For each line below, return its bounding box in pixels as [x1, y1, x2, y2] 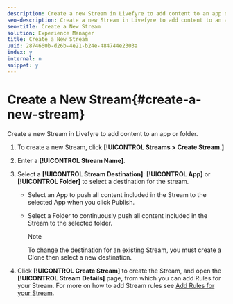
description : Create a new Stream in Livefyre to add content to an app [7, 10, 222, 17]
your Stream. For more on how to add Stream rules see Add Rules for [17, 281, 215, 289]
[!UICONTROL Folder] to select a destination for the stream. [17, 177, 189, 185]
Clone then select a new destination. [27, 253, 132, 261]
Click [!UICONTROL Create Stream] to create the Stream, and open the [17, 267, 222, 275]
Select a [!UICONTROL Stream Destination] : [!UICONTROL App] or [17, 169, 211, 178]
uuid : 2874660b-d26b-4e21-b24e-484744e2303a [7, 42, 138, 49]
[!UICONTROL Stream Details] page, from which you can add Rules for [17, 273, 221, 282]
